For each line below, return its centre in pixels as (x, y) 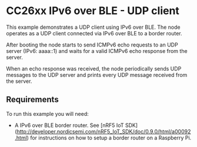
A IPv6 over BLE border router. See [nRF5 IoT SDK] (76, 125)
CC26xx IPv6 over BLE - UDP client (93, 11)
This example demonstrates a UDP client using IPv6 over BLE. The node (93, 27)
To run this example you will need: (48, 113)
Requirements (32, 100)
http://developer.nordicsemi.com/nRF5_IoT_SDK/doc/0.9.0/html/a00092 (104, 131)
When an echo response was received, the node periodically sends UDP (94, 68)
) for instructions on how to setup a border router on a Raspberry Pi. (109, 138)
